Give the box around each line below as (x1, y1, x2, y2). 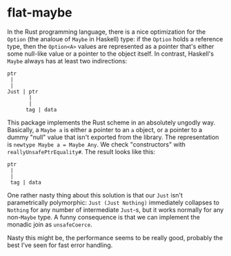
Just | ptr (7, 88, 39, 95)
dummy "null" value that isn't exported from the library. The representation (7, 133, 219, 141)
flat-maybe (7, 5, 72, 21)
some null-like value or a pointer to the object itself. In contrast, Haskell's (7, 50, 214, 58)
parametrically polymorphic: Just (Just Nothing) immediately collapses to (7, 198, 219, 206)
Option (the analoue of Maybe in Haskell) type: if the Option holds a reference (7, 34, 223, 43)
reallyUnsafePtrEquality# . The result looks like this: (7, 147, 156, 156)
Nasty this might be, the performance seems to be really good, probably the (7, 233, 223, 242)
